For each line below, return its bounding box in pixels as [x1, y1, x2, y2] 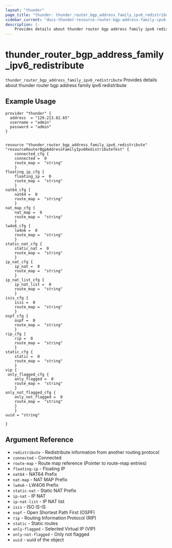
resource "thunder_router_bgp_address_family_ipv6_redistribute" [5, 142, 147, 147]
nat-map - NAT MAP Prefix [12, 476, 68, 483]
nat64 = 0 [14, 191, 38, 197]
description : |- [5, 22, 40, 27]
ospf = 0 [14, 317, 36, 323]
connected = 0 [14, 155, 47, 161]
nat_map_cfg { [5, 205, 36, 210]
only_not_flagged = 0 [14, 394, 63, 399]
